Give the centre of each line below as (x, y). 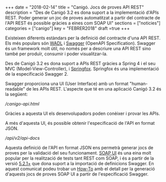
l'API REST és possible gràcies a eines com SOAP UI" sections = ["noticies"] (83, 23)
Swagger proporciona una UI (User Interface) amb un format (67, 84)
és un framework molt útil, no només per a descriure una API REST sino (78, 48)
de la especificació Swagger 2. (37, 74)
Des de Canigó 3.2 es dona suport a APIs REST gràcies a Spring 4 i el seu (80, 63)
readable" (15, 89)
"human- (138, 84)
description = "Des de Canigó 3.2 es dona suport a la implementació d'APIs (82, 12)
